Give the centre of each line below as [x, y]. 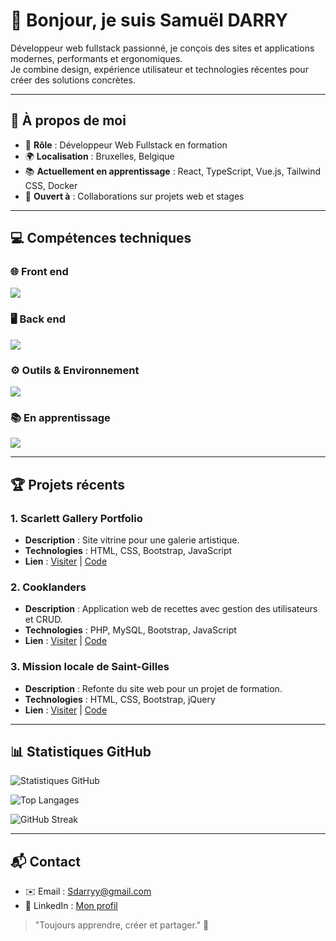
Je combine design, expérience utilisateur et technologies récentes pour [159, 69]
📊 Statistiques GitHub [81, 752]
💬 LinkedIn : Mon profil [71, 906]
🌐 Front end [39, 272]
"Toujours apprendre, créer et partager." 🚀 [122, 925]
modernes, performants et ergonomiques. [96, 58]
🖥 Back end [38, 319]
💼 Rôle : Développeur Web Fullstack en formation [126, 145]
